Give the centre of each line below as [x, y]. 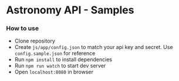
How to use [23, 29]
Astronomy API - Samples [70, 10]
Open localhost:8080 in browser [54, 72]
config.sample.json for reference [55, 54]
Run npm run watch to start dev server [60, 66]
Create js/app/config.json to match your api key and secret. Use [94, 47]
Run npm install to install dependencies [63, 59]
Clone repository [35, 41]
